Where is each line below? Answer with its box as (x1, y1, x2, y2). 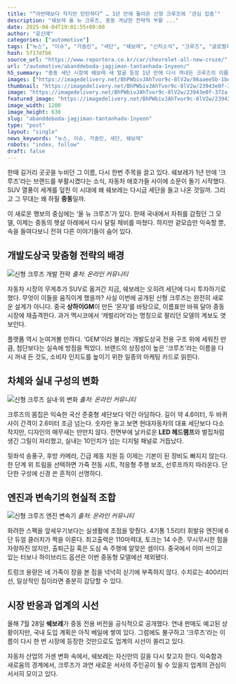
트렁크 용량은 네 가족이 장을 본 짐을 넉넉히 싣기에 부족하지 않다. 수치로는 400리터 (7, 568, 229, 576)
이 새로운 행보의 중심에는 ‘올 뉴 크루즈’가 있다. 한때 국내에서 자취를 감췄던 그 (7, 209, 214, 218)
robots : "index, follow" (7, 142, 80, 149)
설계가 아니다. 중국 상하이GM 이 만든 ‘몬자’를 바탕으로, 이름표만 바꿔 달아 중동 (14, 302, 225, 311)
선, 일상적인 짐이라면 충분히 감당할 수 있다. (7, 577, 124, 585)
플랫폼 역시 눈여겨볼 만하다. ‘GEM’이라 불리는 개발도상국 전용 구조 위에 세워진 (7, 335, 219, 343)
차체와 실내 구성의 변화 (7, 375, 100, 387)
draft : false (7, 148, 46, 155)
